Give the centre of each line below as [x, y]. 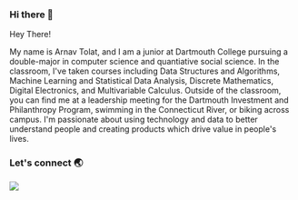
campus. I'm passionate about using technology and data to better [134, 120]
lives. [19, 139]
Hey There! [30, 35]
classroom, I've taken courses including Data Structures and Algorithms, [144, 71]
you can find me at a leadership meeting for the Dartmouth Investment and [149, 100]
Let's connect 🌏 [46, 163]
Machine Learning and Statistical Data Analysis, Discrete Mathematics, [142, 81]
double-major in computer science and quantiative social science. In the [144, 62]
